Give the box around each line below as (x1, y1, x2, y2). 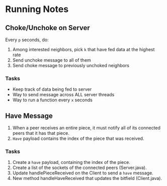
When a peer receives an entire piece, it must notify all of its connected (12, 125, 161, 131)
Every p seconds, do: (5, 37, 49, 43)
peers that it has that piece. (12, 130, 69, 136)
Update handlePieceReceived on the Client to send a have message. (12, 170, 153, 176)
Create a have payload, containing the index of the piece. (12, 159, 131, 165)
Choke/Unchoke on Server (5, 24, 91, 32)
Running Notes (5, 4, 69, 15)
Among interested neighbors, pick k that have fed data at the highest (12, 47, 155, 52)
